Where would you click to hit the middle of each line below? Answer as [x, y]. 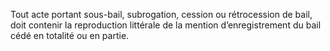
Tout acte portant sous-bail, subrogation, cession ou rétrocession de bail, [161, 14]
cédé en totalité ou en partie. [70, 35]
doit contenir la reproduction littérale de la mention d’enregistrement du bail [166, 25]
